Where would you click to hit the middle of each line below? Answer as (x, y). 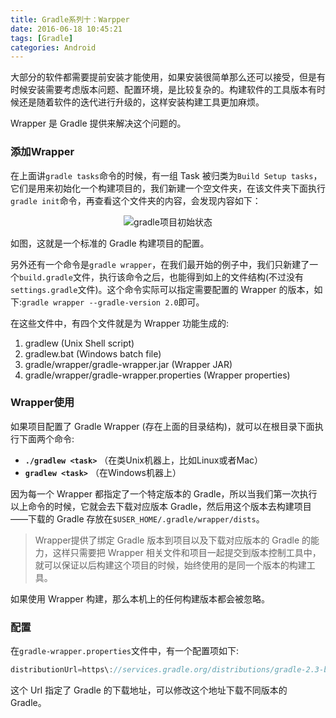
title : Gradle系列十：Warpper (70, 19)
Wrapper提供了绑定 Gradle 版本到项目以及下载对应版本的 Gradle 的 (172, 540)
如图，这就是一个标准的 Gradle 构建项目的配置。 (110, 243)
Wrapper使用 (42, 403)
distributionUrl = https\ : (62, 670)
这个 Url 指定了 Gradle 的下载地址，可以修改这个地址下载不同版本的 (149, 690)
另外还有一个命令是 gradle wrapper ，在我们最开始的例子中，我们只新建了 (160, 264)
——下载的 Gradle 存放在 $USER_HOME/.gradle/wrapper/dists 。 (137, 518)
